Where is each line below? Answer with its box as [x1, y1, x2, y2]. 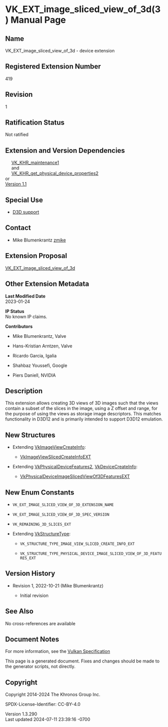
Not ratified [5, 132, 29, 138]
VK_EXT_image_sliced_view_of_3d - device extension [5, 48, 115, 53]
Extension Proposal [5, 252, 67, 260]
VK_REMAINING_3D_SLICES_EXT [12, 522, 71, 527]
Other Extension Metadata [5, 280, 89, 288]
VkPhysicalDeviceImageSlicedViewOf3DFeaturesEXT [20, 473, 130, 479]
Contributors [5, 323, 33, 329]
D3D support [12, 209, 39, 215]
